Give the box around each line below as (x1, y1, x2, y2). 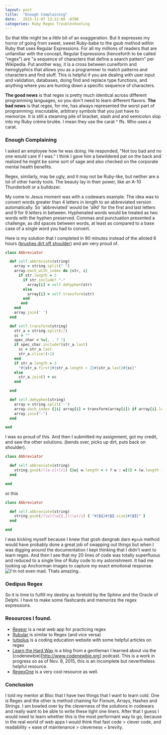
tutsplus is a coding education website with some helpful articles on (12, 637, 152, 643)
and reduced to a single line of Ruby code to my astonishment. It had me (5, 557, 154, 563)
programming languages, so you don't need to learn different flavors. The (5, 98, 156, 104)
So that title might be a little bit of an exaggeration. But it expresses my (5, 35, 150, 41)
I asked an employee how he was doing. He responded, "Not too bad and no (5, 148, 162, 154)
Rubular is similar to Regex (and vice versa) (12, 631, 101, 637)
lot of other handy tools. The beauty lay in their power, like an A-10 (5, 179, 142, 184)
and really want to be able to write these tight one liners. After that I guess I (5, 708, 159, 714)
